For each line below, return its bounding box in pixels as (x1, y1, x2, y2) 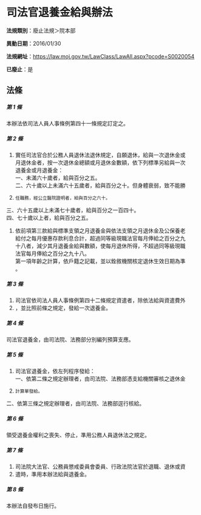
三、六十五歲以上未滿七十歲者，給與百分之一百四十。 (6, 206, 140, 214)
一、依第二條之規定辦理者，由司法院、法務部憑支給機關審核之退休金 (15, 375, 186, 382)
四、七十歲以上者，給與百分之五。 (6, 214, 92, 222)
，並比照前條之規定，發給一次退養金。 (15, 304, 111, 312)
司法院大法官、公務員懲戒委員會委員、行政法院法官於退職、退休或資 (15, 463, 186, 471)
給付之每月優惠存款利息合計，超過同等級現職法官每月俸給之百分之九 (15, 235, 186, 242)
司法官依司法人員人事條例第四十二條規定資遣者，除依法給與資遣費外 (15, 296, 186, 304)
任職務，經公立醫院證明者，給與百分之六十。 (15, 195, 111, 201)
